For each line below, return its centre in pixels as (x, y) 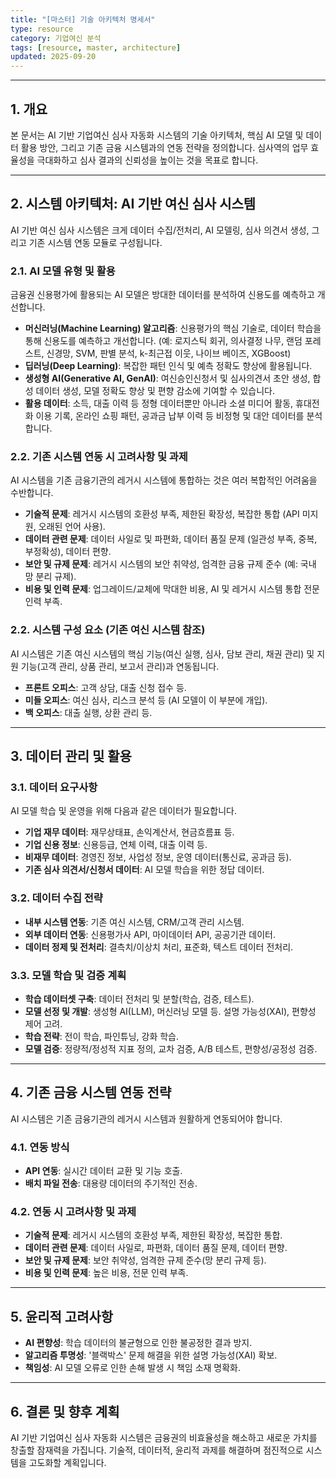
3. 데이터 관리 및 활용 (71, 756)
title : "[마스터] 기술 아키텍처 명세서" (83, 19)
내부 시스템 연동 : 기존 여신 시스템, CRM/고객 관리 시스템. (134, 922)
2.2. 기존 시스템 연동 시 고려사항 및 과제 (99, 456)
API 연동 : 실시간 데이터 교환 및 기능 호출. (103, 1171)
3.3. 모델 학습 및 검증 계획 (68, 975)
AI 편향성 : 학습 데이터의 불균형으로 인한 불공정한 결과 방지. (138, 1343)
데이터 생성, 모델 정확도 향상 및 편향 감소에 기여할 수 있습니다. (155, 391)
